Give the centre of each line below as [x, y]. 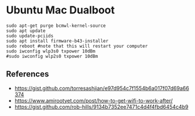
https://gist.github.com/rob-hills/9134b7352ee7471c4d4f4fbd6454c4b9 [101, 107]
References [28, 74]
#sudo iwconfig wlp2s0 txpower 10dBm [52, 56]
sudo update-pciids [30, 36]
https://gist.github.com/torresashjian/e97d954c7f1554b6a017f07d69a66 [102, 88]
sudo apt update [26, 31]
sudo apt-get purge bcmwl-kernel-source [56, 26]
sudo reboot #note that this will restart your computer [77, 46]
